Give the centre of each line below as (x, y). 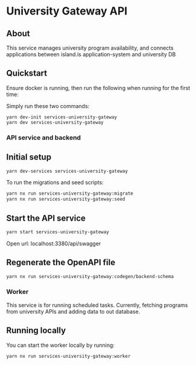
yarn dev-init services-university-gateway (62, 117)
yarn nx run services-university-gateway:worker (68, 356)
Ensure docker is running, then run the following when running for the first (98, 88)
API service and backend (44, 137)
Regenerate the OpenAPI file (61, 263)
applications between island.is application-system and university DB (91, 54)
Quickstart (27, 73)
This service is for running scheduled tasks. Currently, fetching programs (97, 305)
